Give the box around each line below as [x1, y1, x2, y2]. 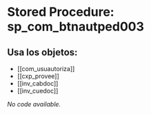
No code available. [7, 100, 61, 108]
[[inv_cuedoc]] [17, 87, 59, 95]
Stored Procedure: [7, 4, 115, 20]
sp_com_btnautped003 [7, 19, 145, 35]
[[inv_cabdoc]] [17, 79, 59, 87]
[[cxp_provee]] [17, 72, 60, 80]
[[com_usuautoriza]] [17, 65, 75, 73]
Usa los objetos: [7, 46, 78, 58]
